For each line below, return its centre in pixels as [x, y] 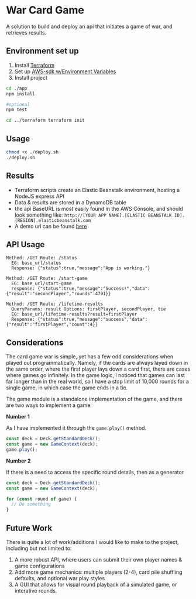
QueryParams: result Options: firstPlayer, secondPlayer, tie [89, 309]
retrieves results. [26, 32]
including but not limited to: [39, 548]
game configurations [39, 566]
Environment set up [42, 51]
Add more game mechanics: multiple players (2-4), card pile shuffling [98, 572]
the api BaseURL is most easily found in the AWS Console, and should [99, 208]
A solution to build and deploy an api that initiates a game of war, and [89, 26]
